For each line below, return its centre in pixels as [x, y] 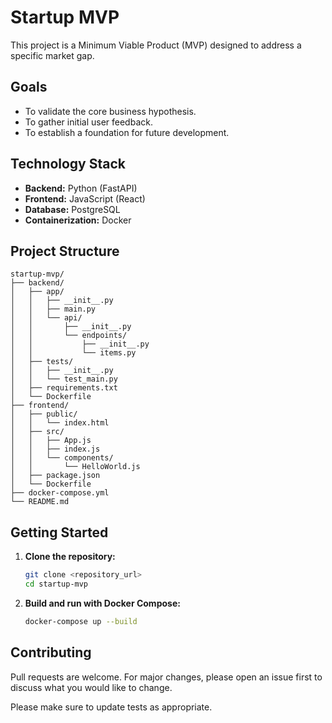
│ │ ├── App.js [51, 441]
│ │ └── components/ [62, 458]
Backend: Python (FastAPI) [81, 188]
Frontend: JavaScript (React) [85, 198]
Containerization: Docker [78, 220]
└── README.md [40, 502]
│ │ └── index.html [60, 423]
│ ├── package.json [55, 476]
